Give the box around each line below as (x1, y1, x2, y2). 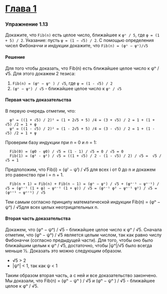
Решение (5, 54, 25, 60)
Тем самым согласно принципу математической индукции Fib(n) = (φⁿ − (5, 199, 161, 205)
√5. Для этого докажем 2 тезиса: (5, 70, 76, 76)
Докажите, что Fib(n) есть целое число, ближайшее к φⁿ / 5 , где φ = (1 (5, 32, 160, 38)
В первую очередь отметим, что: (5, 108, 76, 114)
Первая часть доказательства (5, 97, 71, 103)
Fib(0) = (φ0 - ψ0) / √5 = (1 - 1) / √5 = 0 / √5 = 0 (9, 149, 124, 154)
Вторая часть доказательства (5, 215, 71, 222)
